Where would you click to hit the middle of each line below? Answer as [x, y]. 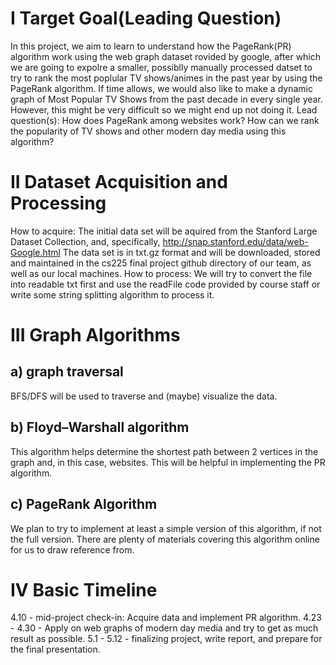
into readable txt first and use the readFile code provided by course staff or [165, 284]
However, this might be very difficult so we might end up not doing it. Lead [164, 109]
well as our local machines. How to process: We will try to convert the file [161, 273]
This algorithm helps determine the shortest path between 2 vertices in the [164, 451]
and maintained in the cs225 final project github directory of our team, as [161, 263]
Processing [58, 203]
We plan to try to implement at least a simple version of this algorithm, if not [166, 528]
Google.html [35, 252]
